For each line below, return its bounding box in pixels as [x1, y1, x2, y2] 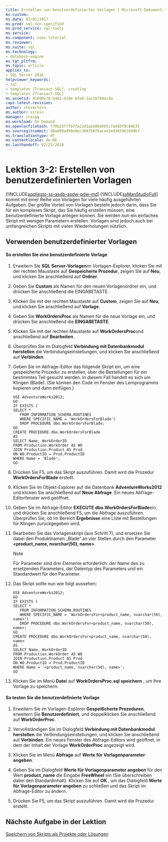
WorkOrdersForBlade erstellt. [12, 474, 75, 480]
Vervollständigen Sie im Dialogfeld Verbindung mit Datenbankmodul [12, 726, 155, 732]
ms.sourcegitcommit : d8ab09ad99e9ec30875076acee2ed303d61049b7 [5, 128, 140, 133]
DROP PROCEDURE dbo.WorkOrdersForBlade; [19, 421, 105, 426]
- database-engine [5, 54, 44, 59]
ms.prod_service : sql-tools [5, 26, 64, 31]
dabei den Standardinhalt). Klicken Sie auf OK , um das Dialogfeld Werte [12, 777, 162, 783]
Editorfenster [12, 494, 40, 501]
